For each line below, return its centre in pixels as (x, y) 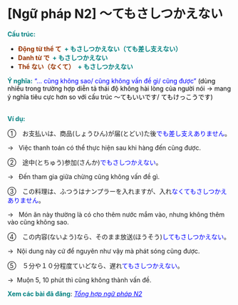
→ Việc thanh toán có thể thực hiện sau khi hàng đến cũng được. (104, 148)
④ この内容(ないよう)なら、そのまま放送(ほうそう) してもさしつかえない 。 (119, 237)
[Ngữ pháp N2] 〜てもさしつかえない (115, 14)
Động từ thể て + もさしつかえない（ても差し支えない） (100, 48)
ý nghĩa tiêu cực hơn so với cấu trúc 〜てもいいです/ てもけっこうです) (110, 97)
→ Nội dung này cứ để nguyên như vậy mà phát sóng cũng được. (104, 251)
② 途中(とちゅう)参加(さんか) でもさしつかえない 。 (85, 162)
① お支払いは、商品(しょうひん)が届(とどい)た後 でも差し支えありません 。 (119, 133)
